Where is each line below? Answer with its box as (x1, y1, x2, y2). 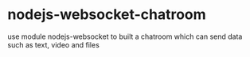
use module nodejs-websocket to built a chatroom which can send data (7, 32, 243, 41)
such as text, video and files (7, 40, 100, 49)
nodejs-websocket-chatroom (7, 6, 206, 24)
